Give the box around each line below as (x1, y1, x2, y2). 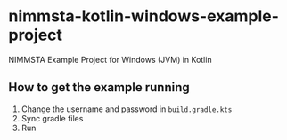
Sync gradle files (20, 113, 84, 123)
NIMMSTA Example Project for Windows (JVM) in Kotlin (8, 54, 212, 65)
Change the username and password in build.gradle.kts (20, 104, 233, 114)
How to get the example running (8, 80, 190, 95)
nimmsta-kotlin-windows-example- (8, 6, 280, 27)
